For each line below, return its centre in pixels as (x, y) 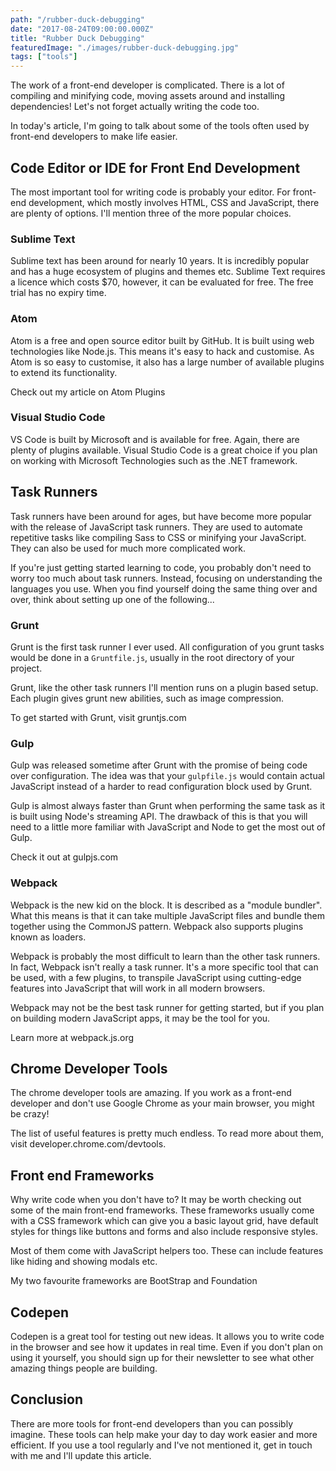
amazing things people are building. (84, 1368)
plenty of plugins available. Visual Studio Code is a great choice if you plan (164, 450)
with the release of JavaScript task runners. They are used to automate (156, 527)
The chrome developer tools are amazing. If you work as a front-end (151, 1093)
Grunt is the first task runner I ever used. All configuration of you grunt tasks (167, 647)
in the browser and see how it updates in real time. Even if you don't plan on (167, 1347)
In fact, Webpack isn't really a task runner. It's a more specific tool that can (164, 967)
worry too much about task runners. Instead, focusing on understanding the (166, 578)
